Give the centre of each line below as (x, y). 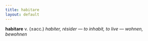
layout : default (22, 14)
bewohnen (16, 34)
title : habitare (22, 10)
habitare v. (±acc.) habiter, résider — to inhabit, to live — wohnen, (74, 28)
